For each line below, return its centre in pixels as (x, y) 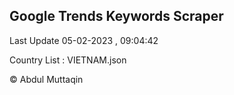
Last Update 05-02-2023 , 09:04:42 (84, 40)
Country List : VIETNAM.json (68, 60)
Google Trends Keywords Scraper (116, 16)
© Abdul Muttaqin (46, 79)
